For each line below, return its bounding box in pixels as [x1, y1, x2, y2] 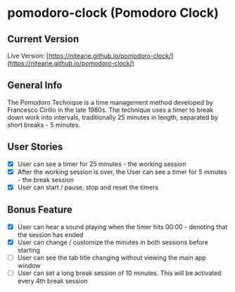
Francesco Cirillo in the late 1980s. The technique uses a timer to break [7, 106, 213, 114]
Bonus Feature [7, 204, 72, 216]
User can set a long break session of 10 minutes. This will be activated [17, 269, 222, 277]
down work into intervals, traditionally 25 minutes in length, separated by [7, 113, 218, 121]
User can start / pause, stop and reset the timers [17, 183, 159, 191]
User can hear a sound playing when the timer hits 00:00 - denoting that [17, 222, 228, 231]
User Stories [7, 141, 63, 153]
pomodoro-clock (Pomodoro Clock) [7, 5, 220, 21]
